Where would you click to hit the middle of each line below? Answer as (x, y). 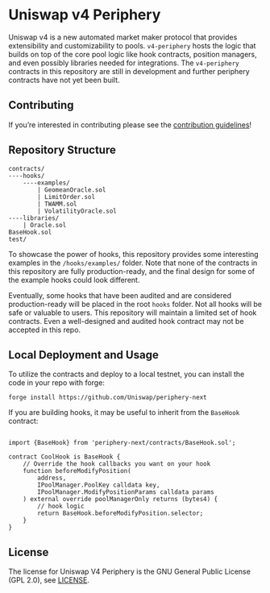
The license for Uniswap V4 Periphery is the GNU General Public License (130, 572)
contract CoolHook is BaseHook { (64, 457)
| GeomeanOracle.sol (72, 190)
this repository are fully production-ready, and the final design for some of (132, 271)
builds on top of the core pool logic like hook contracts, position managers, (133, 54)
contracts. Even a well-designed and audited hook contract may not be (126, 321)
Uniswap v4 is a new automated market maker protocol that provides (123, 37)
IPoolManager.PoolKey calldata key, (99, 485)
